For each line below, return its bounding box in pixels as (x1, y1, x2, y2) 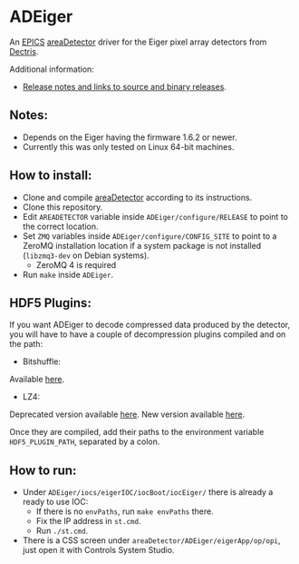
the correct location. (22, 221, 99, 232)
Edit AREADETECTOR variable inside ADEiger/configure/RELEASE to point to (22, 211, 288, 222)
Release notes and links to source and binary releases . (22, 81, 227, 92)
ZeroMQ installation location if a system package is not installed (22, 240, 262, 251)
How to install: (9, 168, 92, 183)
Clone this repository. (22, 202, 103, 213)
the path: (9, 339, 43, 350)
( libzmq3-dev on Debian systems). (22, 250, 149, 261)
